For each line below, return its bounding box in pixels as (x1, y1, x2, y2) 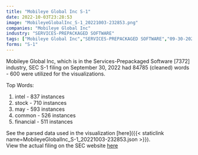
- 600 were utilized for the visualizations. (6, 70, 105, 77)
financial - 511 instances (14, 118, 73, 125)
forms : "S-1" (6, 42, 38, 48)
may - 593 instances (14, 105, 65, 113)
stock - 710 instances (14, 99, 67, 106)
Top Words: (6, 81, 34, 88)
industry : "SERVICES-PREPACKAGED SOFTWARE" (6, 31, 115, 37)
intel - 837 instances (14, 93, 65, 100)
